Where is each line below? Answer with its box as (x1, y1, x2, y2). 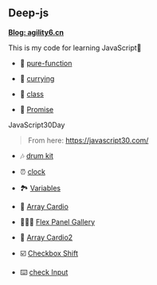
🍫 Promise (19, 104, 54, 114)
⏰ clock (19, 166, 46, 176)
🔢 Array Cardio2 (19, 232, 73, 242)
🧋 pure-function (19, 58, 73, 68)
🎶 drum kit (19, 150, 54, 160)
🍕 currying (19, 73, 55, 83)
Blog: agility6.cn (8, 27, 65, 37)
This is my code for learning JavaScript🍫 (8, 43, 142, 53)
